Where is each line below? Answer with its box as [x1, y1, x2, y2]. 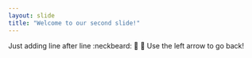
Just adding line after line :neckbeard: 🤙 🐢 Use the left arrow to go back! [8, 41, 245, 50]
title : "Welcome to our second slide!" [8, 19, 141, 27]
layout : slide [8, 11, 56, 20]
